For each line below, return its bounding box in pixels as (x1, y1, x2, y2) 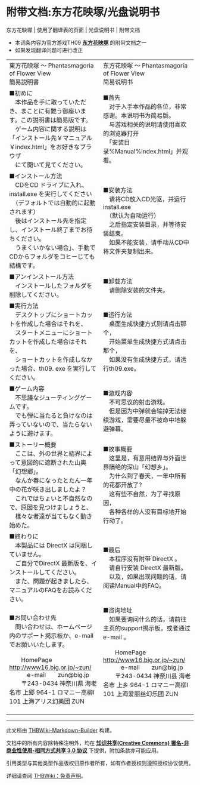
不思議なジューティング (15, 393, 80, 402)
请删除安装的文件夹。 (109, 286, 169, 294)
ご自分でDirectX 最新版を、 (15, 559, 92, 567)
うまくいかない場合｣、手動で (15, 243, 96, 251)
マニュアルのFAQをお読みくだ (9, 586, 92, 594)
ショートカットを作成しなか (15, 355, 93, 364)
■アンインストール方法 (9, 272, 74, 281)
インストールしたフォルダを (15, 281, 93, 290)
